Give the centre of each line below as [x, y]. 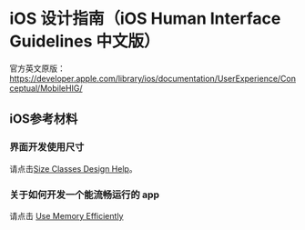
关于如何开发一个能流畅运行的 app [85, 195]
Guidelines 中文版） [85, 41]
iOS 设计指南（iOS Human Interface [145, 19]
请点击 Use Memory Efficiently [66, 215]
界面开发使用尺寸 [47, 147]
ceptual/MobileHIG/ [46, 88]
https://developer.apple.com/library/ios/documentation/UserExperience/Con [153, 78]
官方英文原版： [37, 68]
